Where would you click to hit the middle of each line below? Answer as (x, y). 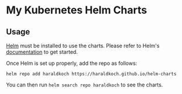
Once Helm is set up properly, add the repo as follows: (72, 63)
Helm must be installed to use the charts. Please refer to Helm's (83, 46)
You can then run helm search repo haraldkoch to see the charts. (85, 85)
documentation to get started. (42, 52)
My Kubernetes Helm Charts (77, 10)
